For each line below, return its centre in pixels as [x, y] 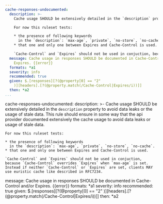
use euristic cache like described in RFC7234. [54, 171]
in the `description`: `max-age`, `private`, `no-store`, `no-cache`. [82, 146]
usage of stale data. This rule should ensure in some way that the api [74, 114]
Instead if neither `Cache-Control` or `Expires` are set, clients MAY [79, 167]
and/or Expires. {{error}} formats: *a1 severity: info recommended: [87, 186]
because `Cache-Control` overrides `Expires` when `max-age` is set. [77, 163]
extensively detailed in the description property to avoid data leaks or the [79, 109]
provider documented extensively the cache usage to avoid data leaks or [78, 119]
